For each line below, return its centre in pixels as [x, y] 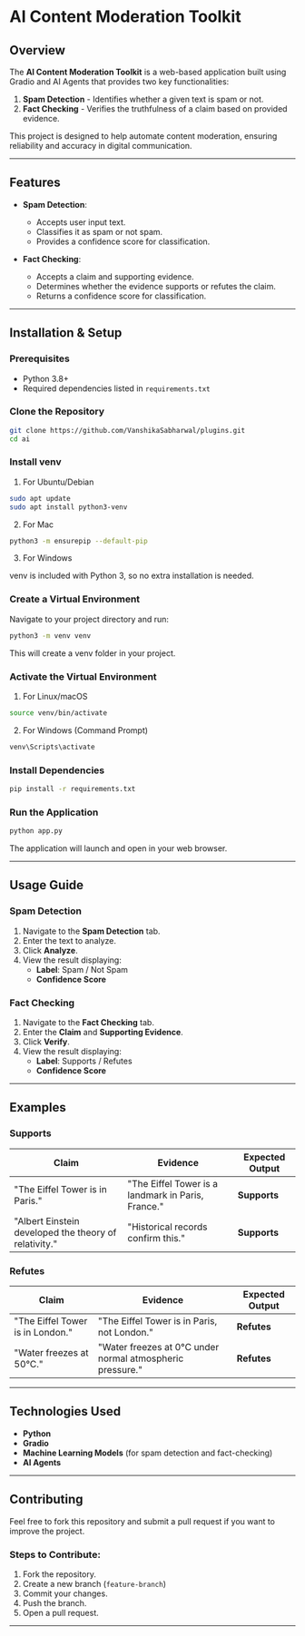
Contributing [46, 1499]
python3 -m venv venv [50, 636]
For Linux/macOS [55, 696]
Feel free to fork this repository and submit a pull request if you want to [142, 1521]
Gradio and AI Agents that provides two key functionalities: [119, 82]
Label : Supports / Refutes [84, 1061]
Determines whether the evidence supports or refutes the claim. [156, 286]
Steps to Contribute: [55, 1554]
